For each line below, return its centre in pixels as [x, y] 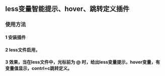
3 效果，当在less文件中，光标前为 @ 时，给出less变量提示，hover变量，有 [83, 62]
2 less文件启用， [23, 49]
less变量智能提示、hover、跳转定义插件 [67, 9]
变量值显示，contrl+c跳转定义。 [39, 68]
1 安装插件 [16, 37]
